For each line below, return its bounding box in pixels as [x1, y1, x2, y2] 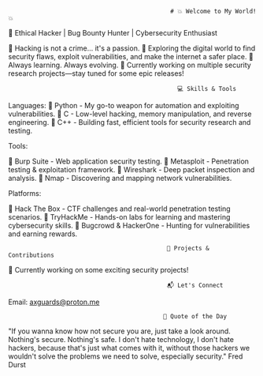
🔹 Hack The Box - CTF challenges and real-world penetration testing [8, 204, 231, 213]
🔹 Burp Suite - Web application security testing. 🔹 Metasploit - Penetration [8, 156, 250, 166]
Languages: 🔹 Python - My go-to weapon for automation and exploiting [8, 101, 239, 110]
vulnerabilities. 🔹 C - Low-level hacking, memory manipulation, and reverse [8, 109, 252, 118]
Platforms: [8, 189, 42, 197]
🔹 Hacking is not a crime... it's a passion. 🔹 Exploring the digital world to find [8, 43, 256, 53]
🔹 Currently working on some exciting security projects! [8, 265, 189, 274]
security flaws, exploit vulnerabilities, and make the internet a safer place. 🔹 [8, 52, 254, 61]
